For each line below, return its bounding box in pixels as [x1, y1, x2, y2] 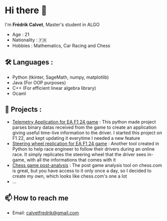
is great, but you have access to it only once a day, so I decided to [12, 167, 152, 174]
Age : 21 [12, 31, 30, 37]
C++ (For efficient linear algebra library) [12, 85, 97, 91]
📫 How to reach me [5, 193, 69, 202]
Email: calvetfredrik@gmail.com [12, 210, 79, 216]
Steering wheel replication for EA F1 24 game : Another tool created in [12, 140, 159, 146]
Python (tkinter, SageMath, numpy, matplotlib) [12, 74, 109, 80]
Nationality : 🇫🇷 [12, 37, 47, 43]
